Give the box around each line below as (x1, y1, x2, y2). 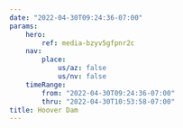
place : (41, 55, 67, 64)
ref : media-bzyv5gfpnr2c (41, 38, 135, 48)
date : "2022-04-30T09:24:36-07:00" (9, 13, 143, 23)
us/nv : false (57, 72, 106, 81)
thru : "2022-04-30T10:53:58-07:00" (41, 96, 176, 106)
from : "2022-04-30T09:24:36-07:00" (41, 88, 176, 97)
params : (9, 22, 39, 31)
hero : (25, 30, 47, 39)
